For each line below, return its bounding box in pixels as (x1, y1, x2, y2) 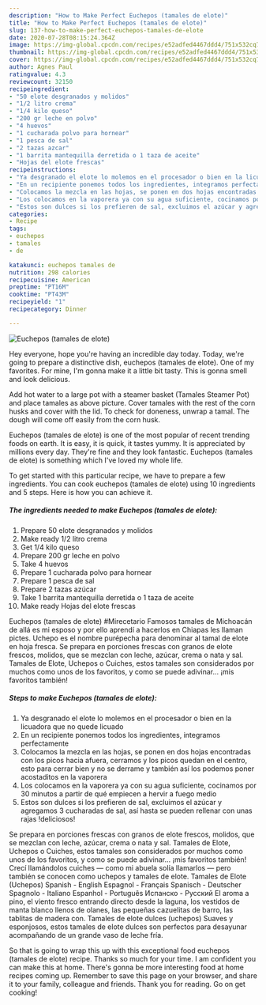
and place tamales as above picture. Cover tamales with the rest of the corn (9, 398, 256, 407)
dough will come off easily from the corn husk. (9, 414, 161, 424)
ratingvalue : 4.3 (9, 70, 66, 78)
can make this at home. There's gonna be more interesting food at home (9, 962, 244, 972)
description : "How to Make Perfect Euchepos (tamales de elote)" (9, 11, 228, 20)
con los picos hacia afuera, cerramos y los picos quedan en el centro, (20, 755, 248, 765)
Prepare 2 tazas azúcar (20, 584, 97, 594)
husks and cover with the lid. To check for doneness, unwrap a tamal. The (9, 406, 249, 416)
